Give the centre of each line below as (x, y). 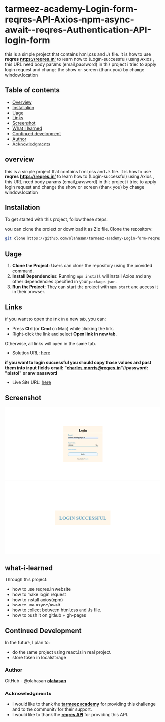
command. (23, 271)
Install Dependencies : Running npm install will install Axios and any (82, 276)
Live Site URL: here (31, 382)
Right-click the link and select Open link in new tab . (64, 334)
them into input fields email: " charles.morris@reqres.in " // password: (77, 368)
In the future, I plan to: (27, 642)
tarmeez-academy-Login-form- (71, 9)
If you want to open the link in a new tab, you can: (55, 319)
